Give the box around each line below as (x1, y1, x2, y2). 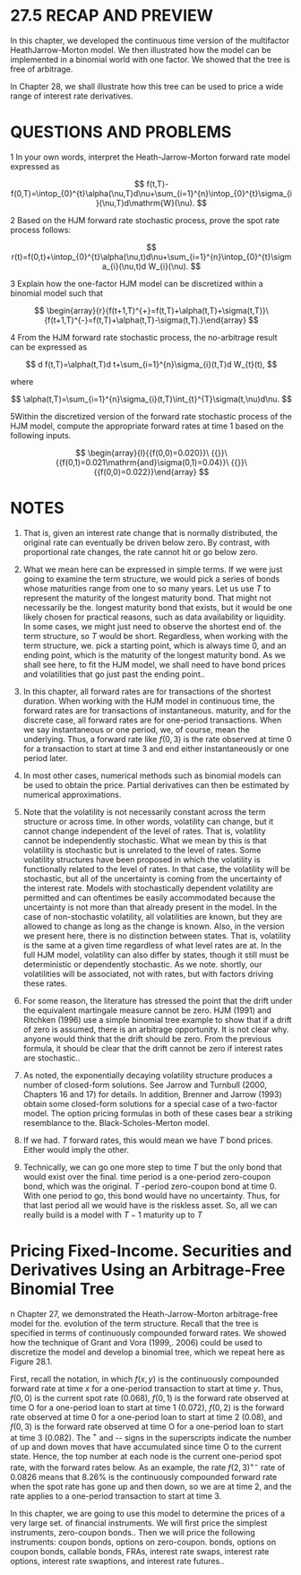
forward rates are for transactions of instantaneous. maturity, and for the (22, 705, 292, 715)
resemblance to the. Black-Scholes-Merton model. (22, 1117, 210, 1128)
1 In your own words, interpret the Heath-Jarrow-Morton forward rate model (10, 151, 290, 162)
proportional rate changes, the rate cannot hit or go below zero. (22, 546, 258, 557)
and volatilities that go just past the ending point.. (22, 669, 205, 679)
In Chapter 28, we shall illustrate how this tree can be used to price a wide (10, 81, 284, 91)
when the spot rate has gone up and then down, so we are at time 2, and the (10, 1481, 292, 1493)
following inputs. (10, 429, 72, 440)
